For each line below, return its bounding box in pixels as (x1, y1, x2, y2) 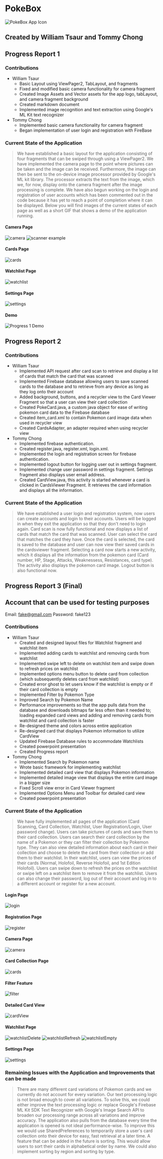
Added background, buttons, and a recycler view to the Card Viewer (19, 394, 156, 400)
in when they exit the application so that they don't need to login (17, 521, 146, 527)
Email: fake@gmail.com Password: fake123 (5, 611, 91, 617)
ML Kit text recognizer (19, 112, 64, 118)
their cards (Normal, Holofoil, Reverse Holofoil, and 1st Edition (17, 860, 141, 866)
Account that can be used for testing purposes (5, 598, 150, 607)
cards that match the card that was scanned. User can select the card (17, 531, 157, 537)
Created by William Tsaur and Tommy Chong (5, 33, 144, 41)
